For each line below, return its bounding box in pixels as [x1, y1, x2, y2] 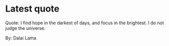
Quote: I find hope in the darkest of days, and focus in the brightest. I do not [5, 20, 164, 26]
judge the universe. [5, 25, 46, 31]
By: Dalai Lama [5, 35, 37, 41]
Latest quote [5, 3, 60, 15]
